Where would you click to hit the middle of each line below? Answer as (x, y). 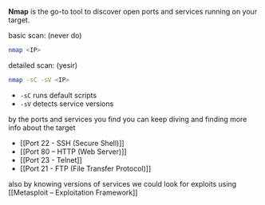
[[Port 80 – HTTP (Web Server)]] (73, 152)
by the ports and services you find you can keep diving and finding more (128, 119)
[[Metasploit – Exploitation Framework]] (73, 192)
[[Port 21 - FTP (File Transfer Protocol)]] (85, 168)
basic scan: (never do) (45, 35)
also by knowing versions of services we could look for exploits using (123, 183)
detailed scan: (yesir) (43, 65)
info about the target (42, 128)
